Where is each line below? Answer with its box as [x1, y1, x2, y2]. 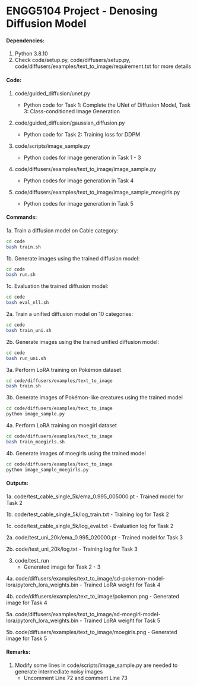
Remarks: [6, 648, 31, 656]
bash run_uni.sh [6, 355, 46, 361]
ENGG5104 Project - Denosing [6, 4, 158, 18]
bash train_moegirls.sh [6, 439, 65, 445]
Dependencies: [6, 37, 45, 44]
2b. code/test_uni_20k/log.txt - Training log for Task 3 [6, 545, 138, 552]
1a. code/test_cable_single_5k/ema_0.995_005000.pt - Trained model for [6, 493, 184, 500]
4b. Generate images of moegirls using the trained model [6, 449, 147, 457]
